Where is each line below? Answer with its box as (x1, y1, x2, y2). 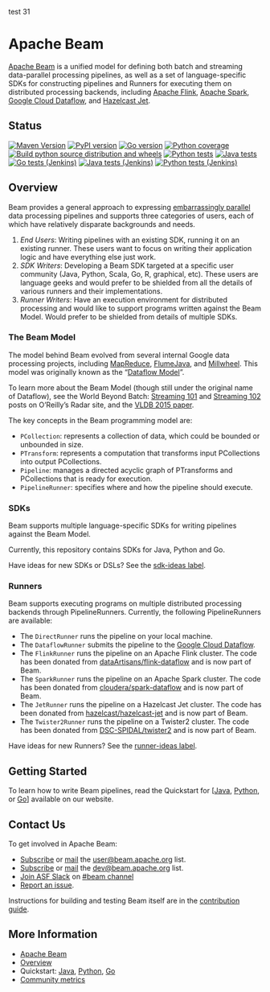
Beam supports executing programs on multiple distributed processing (8, 599, 243, 608)
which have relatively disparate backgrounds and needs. (8, 219, 195, 228)
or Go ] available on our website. (8, 794, 114, 804)
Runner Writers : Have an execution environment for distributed (19, 294, 227, 304)
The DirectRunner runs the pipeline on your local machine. (19, 632, 213, 641)
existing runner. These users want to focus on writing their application (19, 243, 252, 253)
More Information (8, 928, 98, 941)
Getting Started (8, 764, 88, 778)
